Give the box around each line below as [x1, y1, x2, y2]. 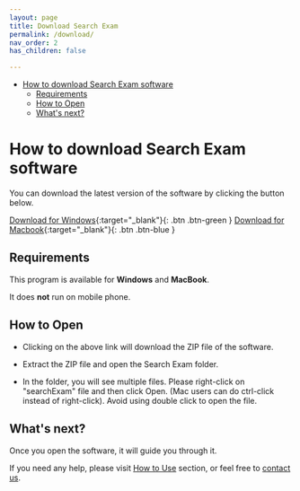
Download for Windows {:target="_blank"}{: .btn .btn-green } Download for [9, 215, 285, 225]
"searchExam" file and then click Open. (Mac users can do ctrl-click [22, 385, 275, 396]
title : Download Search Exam [9, 22, 119, 31]
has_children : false [9, 47, 87, 56]
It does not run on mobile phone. [9, 291, 131, 302]
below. [9, 197, 34, 208]
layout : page [9, 13, 58, 22]
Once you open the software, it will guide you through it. [9, 445, 217, 456]
